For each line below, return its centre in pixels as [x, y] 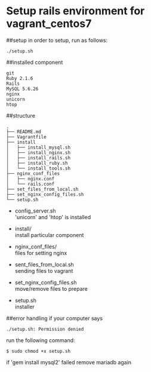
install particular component [49, 235]
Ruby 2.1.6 [20, 78]
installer [24, 306]
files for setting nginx [41, 253]
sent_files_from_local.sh [44, 265]
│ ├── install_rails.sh [38, 158]
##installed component [35, 62]
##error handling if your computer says [55, 318]
